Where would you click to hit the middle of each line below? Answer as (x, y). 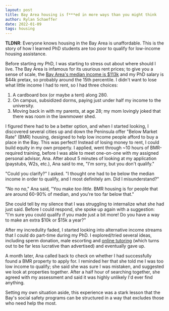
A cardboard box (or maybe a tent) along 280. (60, 95)
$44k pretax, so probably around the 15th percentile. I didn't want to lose (81, 80)
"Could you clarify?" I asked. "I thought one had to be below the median (80, 174)
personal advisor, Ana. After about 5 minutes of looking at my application (81, 159)
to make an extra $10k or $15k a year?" (46, 220)
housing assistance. (26, 54)
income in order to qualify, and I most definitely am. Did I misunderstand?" (82, 179)
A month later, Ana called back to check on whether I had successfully (78, 256)
